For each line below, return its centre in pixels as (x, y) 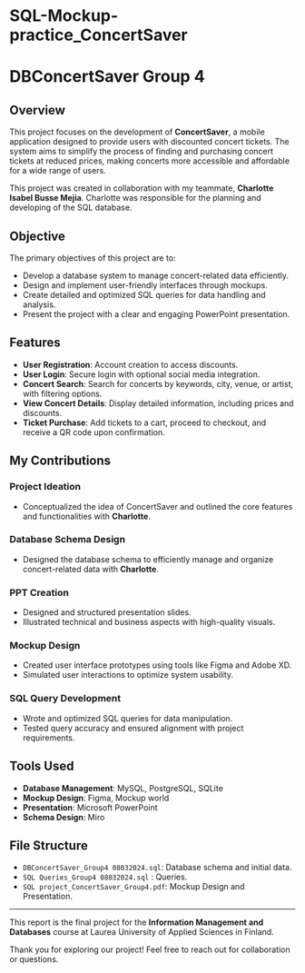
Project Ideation (45, 487)
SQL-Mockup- (64, 16)
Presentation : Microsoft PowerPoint (90, 807)
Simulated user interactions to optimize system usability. (128, 675)
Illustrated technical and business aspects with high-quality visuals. (149, 622)
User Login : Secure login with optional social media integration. (141, 374)
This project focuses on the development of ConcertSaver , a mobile (137, 132)
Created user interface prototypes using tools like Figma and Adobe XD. (157, 665)
